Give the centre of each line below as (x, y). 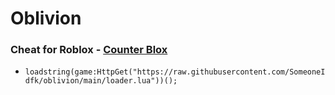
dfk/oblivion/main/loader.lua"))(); (101, 81)
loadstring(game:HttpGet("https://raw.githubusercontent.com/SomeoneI (175, 72)
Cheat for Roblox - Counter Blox (89, 50)
